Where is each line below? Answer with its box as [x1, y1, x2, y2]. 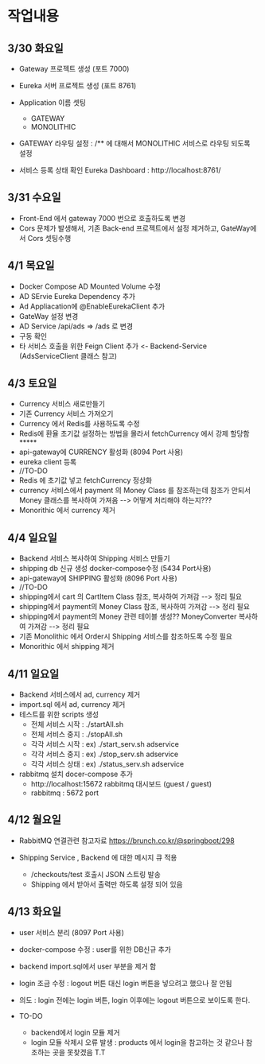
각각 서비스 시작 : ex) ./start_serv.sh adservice [30, 740, 180, 749]
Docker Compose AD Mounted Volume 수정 [18, 282, 161, 291]
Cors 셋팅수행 [27, 233, 72, 243]
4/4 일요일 [7, 530, 57, 545]
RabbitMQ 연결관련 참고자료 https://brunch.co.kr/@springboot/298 [18, 836, 236, 845]
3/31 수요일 [7, 191, 61, 204]
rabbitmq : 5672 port [30, 788, 99, 798]
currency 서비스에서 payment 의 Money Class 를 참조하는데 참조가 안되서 [18, 486, 251, 495]
